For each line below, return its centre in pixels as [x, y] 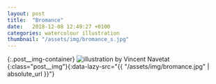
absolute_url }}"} [31, 74]
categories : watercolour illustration [63, 33]
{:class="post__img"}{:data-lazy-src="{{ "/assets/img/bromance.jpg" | [108, 67]
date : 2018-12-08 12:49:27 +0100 [59, 26]
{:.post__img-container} [41, 59]
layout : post [26, 14]
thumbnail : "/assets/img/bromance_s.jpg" [68, 40]
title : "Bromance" [36, 20]
